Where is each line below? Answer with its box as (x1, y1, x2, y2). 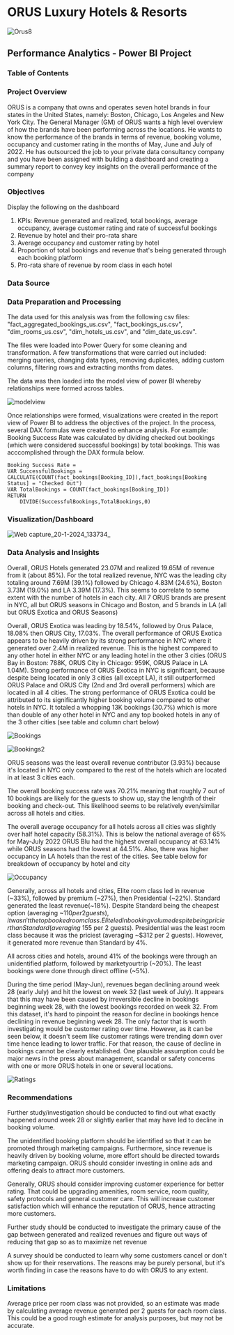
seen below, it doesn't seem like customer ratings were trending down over (7, 1032, 223, 1040)
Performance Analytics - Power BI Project (7, 47, 192, 59)
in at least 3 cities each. (7, 773, 75, 781)
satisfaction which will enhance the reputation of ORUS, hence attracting (7, 1202, 216, 1210)
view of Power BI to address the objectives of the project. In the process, (7, 419, 217, 427)
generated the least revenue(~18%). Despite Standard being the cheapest (7, 901, 219, 910)
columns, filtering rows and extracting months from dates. (7, 363, 174, 372)
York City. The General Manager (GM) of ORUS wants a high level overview (7, 118, 223, 126)
